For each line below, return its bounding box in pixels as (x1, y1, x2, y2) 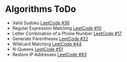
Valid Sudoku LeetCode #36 (12, 20, 70, 26)
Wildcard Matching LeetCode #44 (12, 41, 82, 47)
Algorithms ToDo (5, 3, 77, 15)
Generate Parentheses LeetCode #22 (12, 36, 88, 42)
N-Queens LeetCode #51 (12, 46, 63, 52)
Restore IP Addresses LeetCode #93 (12, 51, 87, 58)
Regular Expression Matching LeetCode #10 (12, 25, 102, 31)
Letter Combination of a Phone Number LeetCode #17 (12, 30, 122, 36)
